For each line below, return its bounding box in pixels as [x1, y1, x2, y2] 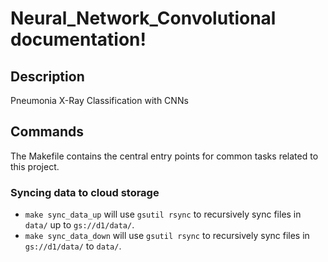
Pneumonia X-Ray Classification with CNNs [10, 95, 189, 106]
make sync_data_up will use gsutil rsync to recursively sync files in [24, 208, 302, 221]
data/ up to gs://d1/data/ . [24, 219, 135, 231]
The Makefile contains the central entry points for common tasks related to [10, 150, 319, 162]
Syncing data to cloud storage [10, 185, 160, 199]
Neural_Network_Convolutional [10, 7, 277, 30]
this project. [10, 160, 60, 172]
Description [10, 68, 85, 85]
